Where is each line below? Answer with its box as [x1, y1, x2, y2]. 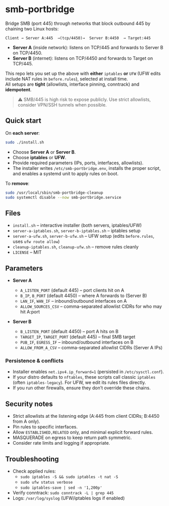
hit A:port [20, 309, 40, 315]
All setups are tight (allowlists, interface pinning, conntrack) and [5, 81, 140, 87]
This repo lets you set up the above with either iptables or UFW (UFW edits [5, 70, 161, 77]
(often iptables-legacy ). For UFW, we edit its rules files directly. [12, 379, 146, 386]
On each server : [5, 130, 40, 136]
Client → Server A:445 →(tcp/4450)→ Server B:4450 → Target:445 [5, 35, 151, 41]
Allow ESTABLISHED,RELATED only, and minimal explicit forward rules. [12, 429, 153, 436]
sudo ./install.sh [5, 139, 44, 145]
